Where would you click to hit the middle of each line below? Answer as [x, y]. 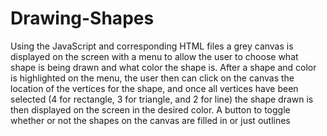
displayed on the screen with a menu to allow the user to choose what [154, 56]
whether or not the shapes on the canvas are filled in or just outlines [150, 120]
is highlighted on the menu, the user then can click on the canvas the [152, 78]
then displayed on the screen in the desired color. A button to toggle [150, 109]
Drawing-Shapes [82, 18]
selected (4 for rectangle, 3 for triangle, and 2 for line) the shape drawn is [162, 99]
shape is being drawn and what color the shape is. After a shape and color [163, 67]
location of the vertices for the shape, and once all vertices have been [154, 88]
